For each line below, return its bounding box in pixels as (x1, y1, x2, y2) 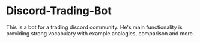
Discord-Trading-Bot (6, 4, 112, 18)
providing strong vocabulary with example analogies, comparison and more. (6, 29, 195, 37)
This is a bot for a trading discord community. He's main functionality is (6, 24, 183, 31)
